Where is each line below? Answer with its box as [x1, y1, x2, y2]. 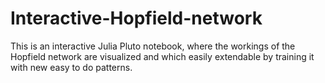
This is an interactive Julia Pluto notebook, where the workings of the [10, 40, 296, 52]
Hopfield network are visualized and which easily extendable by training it [10, 50, 315, 62]
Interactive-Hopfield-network [10, 7, 263, 30]
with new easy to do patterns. [10, 61, 133, 73]
